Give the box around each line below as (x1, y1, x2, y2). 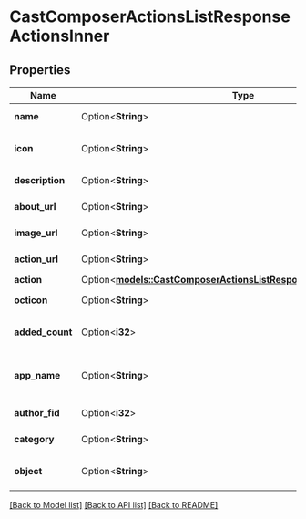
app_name (14, 369, 61, 381)
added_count (14, 326, 73, 338)
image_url (14, 226, 58, 239)
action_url (14, 253, 59, 265)
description (14, 174, 66, 186)
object (14, 465, 43, 477)
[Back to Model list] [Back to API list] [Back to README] (9, 500, 219, 510)
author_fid (14, 407, 60, 419)
